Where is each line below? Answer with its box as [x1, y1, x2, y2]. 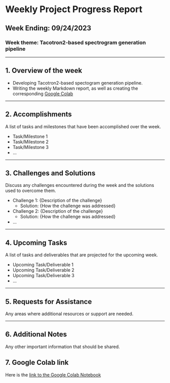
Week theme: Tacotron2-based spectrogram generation [5, 39, 146, 46]
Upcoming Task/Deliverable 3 [12, 273, 75, 279]
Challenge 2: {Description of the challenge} [12, 208, 103, 214]
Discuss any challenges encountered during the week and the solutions [5, 182, 154, 188]
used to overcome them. [5, 187, 57, 194]
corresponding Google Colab [12, 90, 73, 97]
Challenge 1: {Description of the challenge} [12, 198, 102, 204]
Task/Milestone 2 [12, 138, 49, 145]
